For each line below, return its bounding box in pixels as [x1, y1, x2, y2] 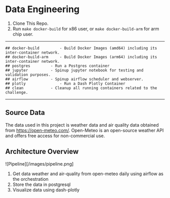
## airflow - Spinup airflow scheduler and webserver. [5, 76, 144, 82]
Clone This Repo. [12, 20, 49, 26]
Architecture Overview [5, 147, 79, 156]
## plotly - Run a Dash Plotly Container [5, 81, 125, 86]
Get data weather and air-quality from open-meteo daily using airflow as [12, 171, 163, 177]
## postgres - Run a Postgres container [5, 63, 110, 68]
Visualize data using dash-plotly [12, 186, 80, 193]
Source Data [5, 108, 45, 117]
